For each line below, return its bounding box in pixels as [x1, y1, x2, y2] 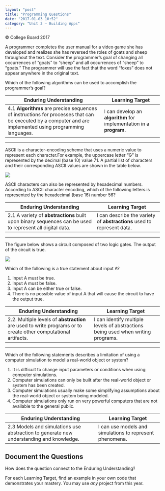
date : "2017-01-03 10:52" [5, 16, 58, 21]
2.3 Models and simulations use [7, 423, 81, 430]
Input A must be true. [12, 275, 55, 281]
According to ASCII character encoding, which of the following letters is [5, 187, 150, 193]
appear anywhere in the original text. [5, 70, 80, 76]
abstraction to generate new [7, 429, 73, 436]
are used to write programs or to [7, 322, 82, 329]
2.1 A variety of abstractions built [7, 212, 86, 219]
